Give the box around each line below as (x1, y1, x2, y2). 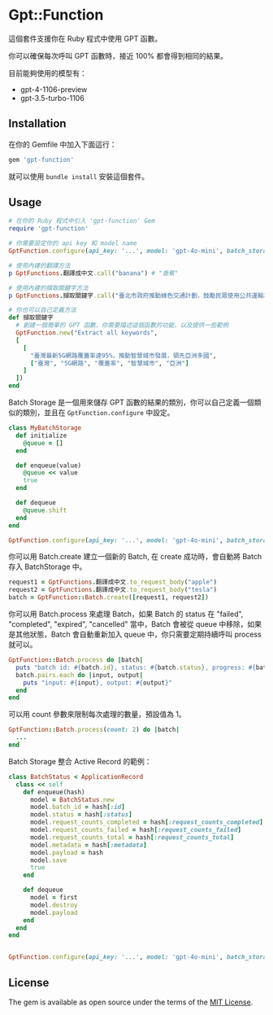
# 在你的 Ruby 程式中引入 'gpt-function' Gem (8, 217, 156, 225)
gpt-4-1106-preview (19, 84, 88, 94)
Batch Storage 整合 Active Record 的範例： (8, 756, 152, 766)
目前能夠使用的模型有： (8, 68, 87, 78)
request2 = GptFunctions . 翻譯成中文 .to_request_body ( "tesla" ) (8, 586, 218, 594)
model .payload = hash (29, 848, 104, 856)
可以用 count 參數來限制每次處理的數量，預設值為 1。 (8, 710, 187, 720)
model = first (29, 894, 79, 902)
